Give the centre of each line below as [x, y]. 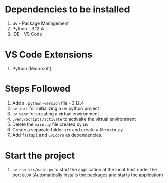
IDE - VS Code [27, 34]
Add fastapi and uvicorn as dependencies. [57, 135]
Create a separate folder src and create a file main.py [68, 129]
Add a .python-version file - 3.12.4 [48, 103]
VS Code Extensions [49, 55]
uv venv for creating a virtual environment [55, 113]
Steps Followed [38, 89]
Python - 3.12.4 [28, 28]
